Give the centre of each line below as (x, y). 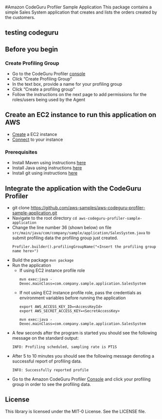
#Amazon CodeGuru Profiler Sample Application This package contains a (79, 7)
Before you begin (32, 49)
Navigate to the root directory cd (44, 218)
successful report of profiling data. (47, 361)
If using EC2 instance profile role (52, 270)
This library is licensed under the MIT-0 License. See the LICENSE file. (75, 411)
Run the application (31, 265)
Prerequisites (21, 152)
